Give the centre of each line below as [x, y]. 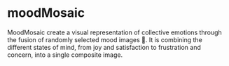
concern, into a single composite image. [65, 55]
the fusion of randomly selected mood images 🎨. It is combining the [105, 39]
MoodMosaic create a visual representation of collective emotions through [114, 32]
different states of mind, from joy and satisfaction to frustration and [104, 47]
